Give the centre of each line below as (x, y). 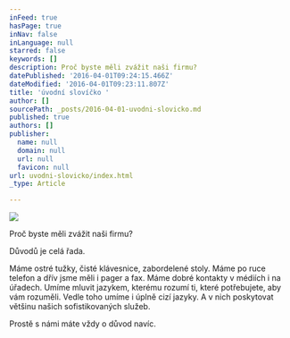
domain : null (41, 150)
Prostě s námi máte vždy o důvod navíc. (83, 324)
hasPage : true (36, 26)
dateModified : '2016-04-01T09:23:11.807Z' (89, 84)
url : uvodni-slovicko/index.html (71, 175)
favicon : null (43, 167)
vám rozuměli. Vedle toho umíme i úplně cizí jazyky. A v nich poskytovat (141, 297)
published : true (39, 117)
